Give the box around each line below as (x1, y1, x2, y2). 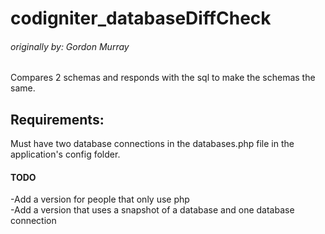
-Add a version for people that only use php (10, 193, 190, 206)
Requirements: (10, 111, 105, 128)
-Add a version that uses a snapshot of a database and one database (10, 204, 295, 216)
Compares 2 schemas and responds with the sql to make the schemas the (10, 72, 316, 84)
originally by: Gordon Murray (10, 40, 130, 52)
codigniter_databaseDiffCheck (10, 7, 272, 30)
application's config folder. (10, 148, 121, 161)
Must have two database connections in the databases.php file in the (10, 138, 295, 150)
